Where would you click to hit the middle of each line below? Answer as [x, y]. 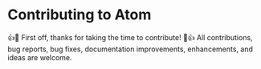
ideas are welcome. [40, 57]
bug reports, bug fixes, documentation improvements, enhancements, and [130, 49]
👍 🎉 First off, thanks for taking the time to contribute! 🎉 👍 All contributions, [130, 37]
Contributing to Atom [80, 15]
